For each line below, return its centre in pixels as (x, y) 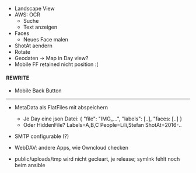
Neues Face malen (45, 39)
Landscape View (34, 8)
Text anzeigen (40, 27)
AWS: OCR (27, 15)
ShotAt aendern (33, 46)
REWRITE (18, 78)
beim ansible (30, 165)
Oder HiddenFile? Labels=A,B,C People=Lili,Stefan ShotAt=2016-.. (102, 125)
